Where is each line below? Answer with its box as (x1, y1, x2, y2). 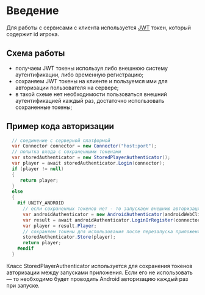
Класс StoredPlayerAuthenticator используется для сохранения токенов (6, 262, 193, 269)
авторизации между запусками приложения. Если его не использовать (6, 269, 193, 276)
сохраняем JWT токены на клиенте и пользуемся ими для (15, 77, 168, 84)
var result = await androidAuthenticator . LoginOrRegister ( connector (22, 217, 201, 223)
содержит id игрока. (6, 30, 60, 37)
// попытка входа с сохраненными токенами (12, 149, 121, 155)
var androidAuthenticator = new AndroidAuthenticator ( (22, 211, 165, 217)
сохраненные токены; (15, 103, 73, 111)
